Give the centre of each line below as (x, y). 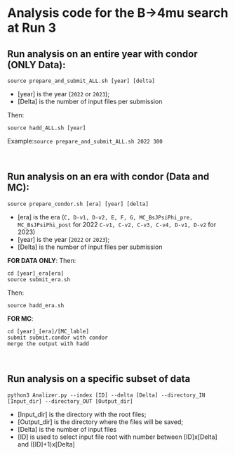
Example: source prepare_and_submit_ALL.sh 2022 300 (85, 141)
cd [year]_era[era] (36, 273)
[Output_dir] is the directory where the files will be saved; (100, 422)
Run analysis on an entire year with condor (102, 54)
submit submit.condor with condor (58, 338)
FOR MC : (20, 319)
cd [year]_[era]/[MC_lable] (48, 331)
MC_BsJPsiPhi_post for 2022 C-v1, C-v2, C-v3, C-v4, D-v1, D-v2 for (116, 224)
